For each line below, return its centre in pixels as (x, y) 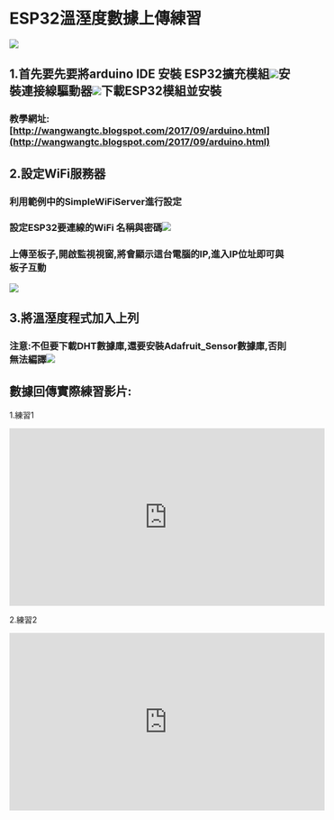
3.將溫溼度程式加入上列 (74, 318)
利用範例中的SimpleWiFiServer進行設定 (96, 201)
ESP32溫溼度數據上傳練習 (106, 18)
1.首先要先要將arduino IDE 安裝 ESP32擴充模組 (140, 74)
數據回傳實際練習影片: (71, 392)
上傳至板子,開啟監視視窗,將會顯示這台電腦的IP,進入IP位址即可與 (147, 254)
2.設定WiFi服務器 (58, 174)
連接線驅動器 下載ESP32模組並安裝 (122, 91)
